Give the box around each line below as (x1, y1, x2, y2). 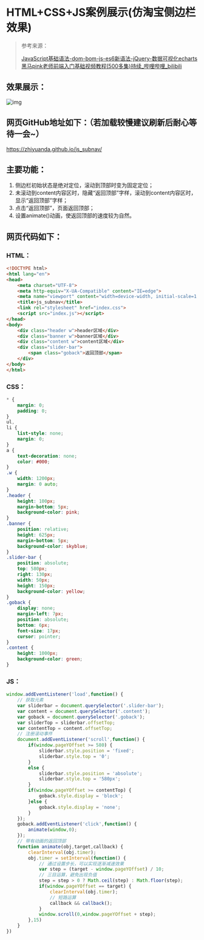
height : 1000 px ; (17, 651, 59, 657)
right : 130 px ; (17, 572, 53, 578)
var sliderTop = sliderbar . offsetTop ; (17, 720, 115, 726)
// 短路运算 (49, 894, 76, 901)
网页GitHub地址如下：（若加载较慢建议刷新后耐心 (6, 118, 189, 128)
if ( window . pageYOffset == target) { (38, 884, 132, 890)
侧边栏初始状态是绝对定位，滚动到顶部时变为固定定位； (15, 181, 154, 189)
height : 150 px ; (17, 583, 56, 589)
